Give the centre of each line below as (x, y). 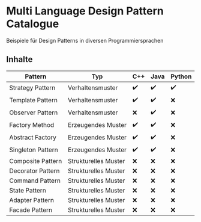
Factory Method (32, 125)
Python (181, 76)
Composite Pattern (36, 161)
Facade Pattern (31, 210)
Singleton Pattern (34, 150)
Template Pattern (34, 100)
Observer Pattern (34, 113)
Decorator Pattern (34, 171)
